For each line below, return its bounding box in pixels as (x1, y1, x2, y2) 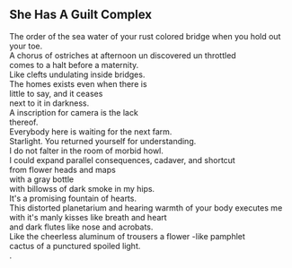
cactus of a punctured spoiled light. (9, 240, 141, 251)
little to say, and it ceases (9, 88, 103, 99)
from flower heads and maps (9, 164, 117, 175)
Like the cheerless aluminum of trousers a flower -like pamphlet (9, 230, 245, 241)
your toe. (9, 40, 43, 51)
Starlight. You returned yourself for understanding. (9, 135, 197, 146)
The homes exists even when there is (9, 78, 147, 89)
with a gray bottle (9, 174, 75, 185)
